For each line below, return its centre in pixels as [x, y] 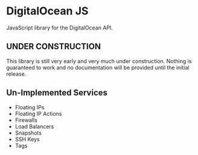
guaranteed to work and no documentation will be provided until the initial [98, 67]
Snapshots [28, 133]
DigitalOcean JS [47, 11]
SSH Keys [27, 139]
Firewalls [26, 120]
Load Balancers [34, 126]
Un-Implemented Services [57, 93]
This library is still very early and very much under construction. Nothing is [99, 61]
